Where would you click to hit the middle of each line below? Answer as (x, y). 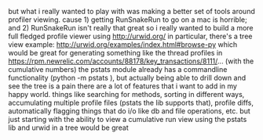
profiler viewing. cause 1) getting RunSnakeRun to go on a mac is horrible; (128, 20)
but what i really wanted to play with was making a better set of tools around (131, 11)
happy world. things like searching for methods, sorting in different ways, (126, 94)
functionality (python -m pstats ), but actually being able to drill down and (127, 78)
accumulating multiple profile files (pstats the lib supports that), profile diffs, (131, 102)
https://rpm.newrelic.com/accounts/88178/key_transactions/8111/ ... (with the (131, 61)
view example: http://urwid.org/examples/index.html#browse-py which (123, 45)
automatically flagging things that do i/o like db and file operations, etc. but (130, 111)
